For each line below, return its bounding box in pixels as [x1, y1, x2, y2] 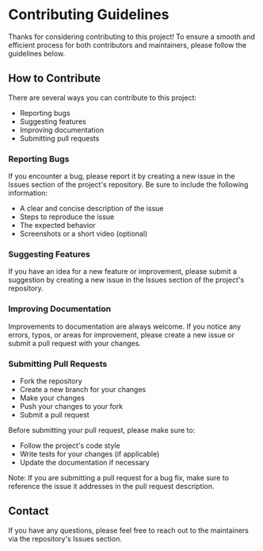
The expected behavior [19, 221, 97, 230]
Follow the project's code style [19, 441, 120, 450]
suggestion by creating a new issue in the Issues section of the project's [8, 275, 245, 285]
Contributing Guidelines [8, 6, 170, 24]
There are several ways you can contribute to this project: [8, 93, 196, 102]
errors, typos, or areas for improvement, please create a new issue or [8, 329, 235, 339]
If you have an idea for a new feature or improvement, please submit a [8, 267, 238, 276]
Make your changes [19, 393, 85, 403]
